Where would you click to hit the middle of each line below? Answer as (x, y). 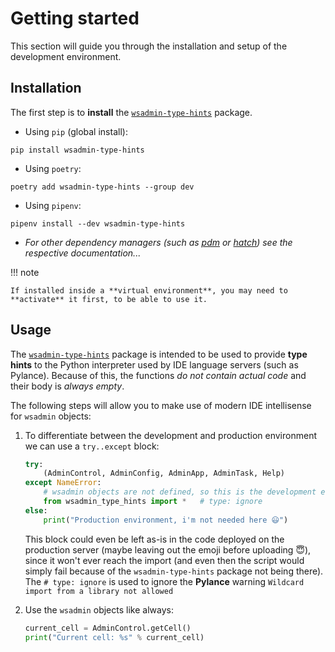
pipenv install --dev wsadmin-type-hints (98, 223)
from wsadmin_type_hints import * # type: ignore (153, 502)
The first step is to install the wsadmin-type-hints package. (131, 112)
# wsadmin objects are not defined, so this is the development (180, 492)
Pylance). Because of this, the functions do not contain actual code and (158, 375)
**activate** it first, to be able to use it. (109, 299)
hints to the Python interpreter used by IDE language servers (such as (154, 364)
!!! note (25, 272)
